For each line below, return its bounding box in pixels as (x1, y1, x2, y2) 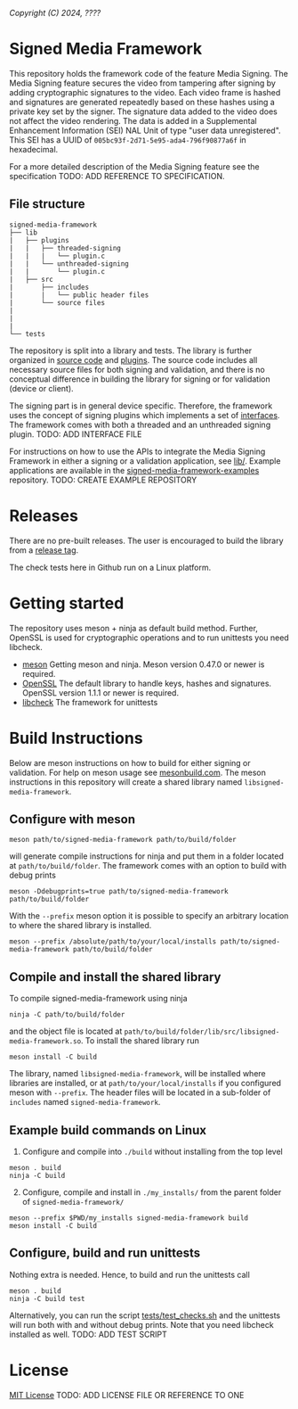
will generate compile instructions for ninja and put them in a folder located (9, 851, 285, 861)
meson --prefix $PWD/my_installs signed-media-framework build (9, 1214, 249, 1223)
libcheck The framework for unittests (21, 696, 158, 707)
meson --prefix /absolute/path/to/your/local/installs (9, 937, 217, 946)
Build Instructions (9, 728, 144, 748)
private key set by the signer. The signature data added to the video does (9, 106, 278, 117)
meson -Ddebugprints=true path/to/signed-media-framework (9, 887, 229, 896)
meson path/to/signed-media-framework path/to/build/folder (9, 836, 238, 845)
